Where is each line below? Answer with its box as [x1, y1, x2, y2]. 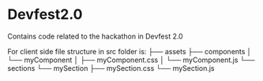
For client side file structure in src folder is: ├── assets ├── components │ [7, 46, 252, 56]
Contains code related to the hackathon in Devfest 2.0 [7, 31, 183, 41]
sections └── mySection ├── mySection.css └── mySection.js [7, 63, 215, 72]
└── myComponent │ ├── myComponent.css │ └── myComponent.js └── [7, 55, 255, 64]
